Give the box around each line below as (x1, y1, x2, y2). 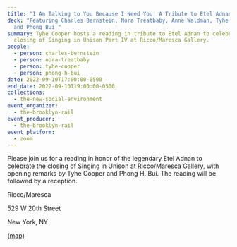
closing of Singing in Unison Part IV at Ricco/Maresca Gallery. (13, 37, 210, 44)
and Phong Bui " (13, 23, 61, 30)
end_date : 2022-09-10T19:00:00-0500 (7, 83, 115, 90)
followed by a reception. (7, 177, 78, 186)
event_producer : (7, 115, 55, 122)
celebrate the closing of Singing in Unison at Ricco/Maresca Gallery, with (7, 162, 219, 170)
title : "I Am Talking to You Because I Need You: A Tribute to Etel (7, 10, 213, 18)
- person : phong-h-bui (13, 69, 80, 76)
